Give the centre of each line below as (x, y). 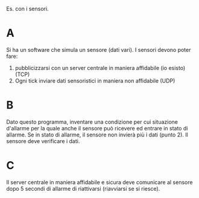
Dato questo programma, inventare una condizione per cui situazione (92, 122)
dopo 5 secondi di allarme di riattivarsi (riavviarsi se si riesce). (83, 188)
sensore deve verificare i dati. (43, 141)
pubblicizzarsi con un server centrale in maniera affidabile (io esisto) (100, 68)
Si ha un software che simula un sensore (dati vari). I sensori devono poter (99, 49)
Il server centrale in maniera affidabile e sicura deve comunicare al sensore (99, 182)
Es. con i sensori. (28, 9)
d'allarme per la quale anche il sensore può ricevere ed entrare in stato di (97, 128)
